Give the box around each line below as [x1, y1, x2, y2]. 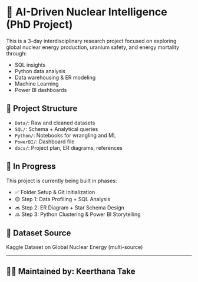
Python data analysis [14, 67, 66, 74]
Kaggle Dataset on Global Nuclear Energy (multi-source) [6, 244, 143, 251]
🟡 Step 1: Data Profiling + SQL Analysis [14, 195, 111, 202]
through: [6, 50, 27, 57]
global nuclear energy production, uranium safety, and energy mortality [6, 44, 180, 51]
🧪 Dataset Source [6, 228, 71, 238]
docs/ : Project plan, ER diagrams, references [14, 144, 123, 151]
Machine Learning [14, 80, 59, 87]
